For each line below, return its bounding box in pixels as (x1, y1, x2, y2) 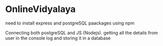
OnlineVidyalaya (5, 3, 76, 15)
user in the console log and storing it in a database (5, 35, 111, 41)
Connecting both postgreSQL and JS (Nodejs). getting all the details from (5, 29, 158, 35)
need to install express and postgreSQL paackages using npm (5, 20, 135, 26)
